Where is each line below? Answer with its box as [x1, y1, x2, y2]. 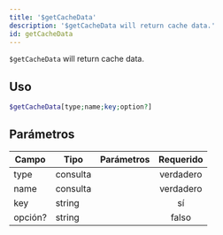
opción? [13, 211, 47, 224]
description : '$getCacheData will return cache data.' [9, 21, 216, 30]
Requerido [158, 153, 204, 165]
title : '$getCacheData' [9, 12, 97, 22]
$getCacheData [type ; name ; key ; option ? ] [9, 102, 152, 111]
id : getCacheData [9, 29, 73, 38]
